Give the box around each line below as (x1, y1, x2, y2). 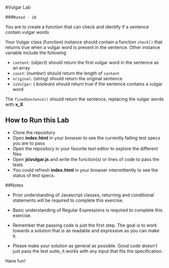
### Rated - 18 (5, 14, 37, 20)
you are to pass (12, 140, 45, 146)
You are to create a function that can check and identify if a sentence (5, 24, 149, 30)
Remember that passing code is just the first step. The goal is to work (12, 222, 157, 228)
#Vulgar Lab (5, 5, 31, 10)
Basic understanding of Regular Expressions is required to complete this (12, 207, 163, 213)
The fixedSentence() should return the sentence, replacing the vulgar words (5, 96, 164, 102)
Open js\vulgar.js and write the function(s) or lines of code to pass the (12, 156, 160, 162)
